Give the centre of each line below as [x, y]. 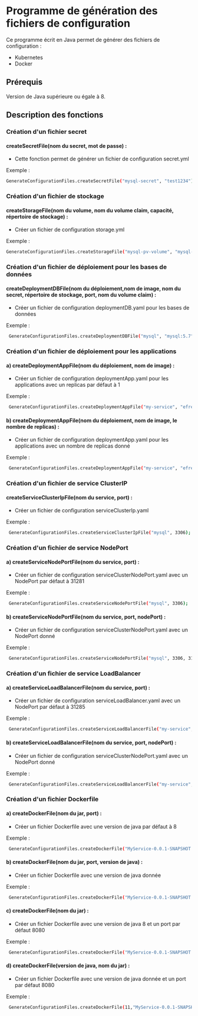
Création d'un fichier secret [47, 132]
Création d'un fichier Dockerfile [52, 799]
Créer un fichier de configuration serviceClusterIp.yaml [82, 511]
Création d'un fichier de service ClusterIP [67, 484]
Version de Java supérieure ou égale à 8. [56, 96]
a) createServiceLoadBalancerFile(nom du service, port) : [78, 688]
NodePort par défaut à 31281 [49, 581]
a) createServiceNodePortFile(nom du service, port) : [73, 562]
